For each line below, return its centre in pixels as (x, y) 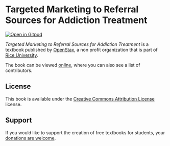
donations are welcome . (31, 138)
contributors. (19, 70)
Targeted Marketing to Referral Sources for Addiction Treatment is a (77, 44)
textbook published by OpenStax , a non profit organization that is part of (81, 50)
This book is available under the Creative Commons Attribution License (80, 99)
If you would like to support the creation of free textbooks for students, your (85, 132)
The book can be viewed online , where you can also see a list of (73, 65)
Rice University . (22, 55)
